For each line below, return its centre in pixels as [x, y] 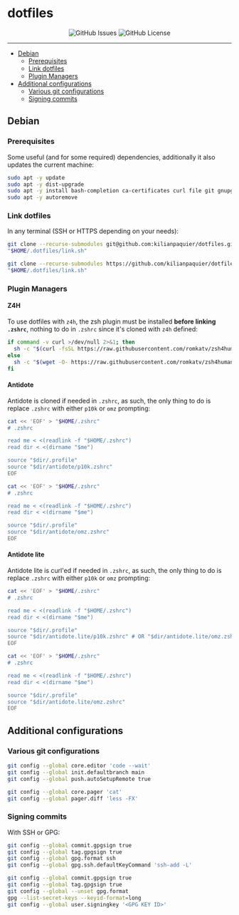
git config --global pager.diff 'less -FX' [73, 798]
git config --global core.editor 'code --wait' [79, 766]
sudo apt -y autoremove [43, 197]
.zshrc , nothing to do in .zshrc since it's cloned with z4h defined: [102, 329]
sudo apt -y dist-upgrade [46, 184]
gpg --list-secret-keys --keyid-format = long [74, 898]
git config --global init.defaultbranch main [76, 772]
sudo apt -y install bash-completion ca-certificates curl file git [111, 191]
